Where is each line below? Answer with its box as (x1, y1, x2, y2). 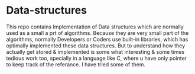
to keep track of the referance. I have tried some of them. (6, 60, 146, 68)
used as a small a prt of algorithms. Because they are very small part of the (6, 29, 189, 36)
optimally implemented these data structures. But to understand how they (6, 42, 186, 49)
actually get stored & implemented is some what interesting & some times (6, 48, 185, 55)
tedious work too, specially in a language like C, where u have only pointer (6, 54, 187, 62)
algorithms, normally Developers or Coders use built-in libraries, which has (6, 36, 188, 43)
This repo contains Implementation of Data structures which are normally (6, 23, 184, 30)
